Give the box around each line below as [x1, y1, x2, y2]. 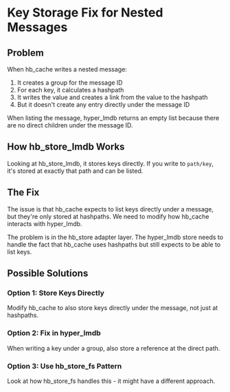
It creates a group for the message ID [16, 79, 123, 87]
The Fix [7, 187, 40, 198]
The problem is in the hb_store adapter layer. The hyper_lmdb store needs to [7, 233, 224, 241]
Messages [7, 19, 68, 35]
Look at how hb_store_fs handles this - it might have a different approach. [7, 377, 216, 385]
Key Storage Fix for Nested [7, 5, 163, 21]
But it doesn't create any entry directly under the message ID [16, 101, 190, 108]
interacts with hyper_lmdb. [7, 219, 82, 228]
